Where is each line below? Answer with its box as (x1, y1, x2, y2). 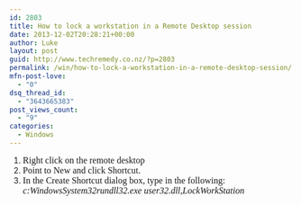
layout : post (9, 47, 59, 56)
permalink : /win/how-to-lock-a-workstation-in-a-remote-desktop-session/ (9, 64, 293, 73)
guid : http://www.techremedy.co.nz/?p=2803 (9, 55, 176, 64)
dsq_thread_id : (9, 88, 67, 97)
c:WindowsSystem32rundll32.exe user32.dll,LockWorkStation (22, 185, 245, 196)
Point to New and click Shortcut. (22, 165, 141, 175)
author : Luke (9, 38, 59, 48)
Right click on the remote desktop (22, 155, 146, 165)
